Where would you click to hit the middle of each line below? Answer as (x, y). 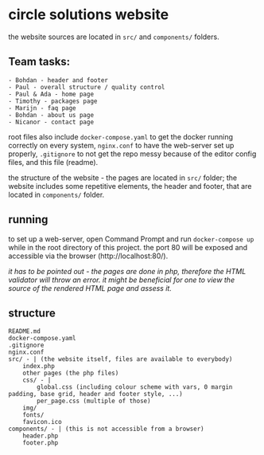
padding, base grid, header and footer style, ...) (95, 394)
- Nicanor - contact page (51, 122)
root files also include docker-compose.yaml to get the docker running (120, 136)
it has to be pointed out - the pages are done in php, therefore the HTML (127, 271)
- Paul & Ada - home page (51, 94)
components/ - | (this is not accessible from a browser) (106, 429)
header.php (41, 436)
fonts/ (33, 415)
